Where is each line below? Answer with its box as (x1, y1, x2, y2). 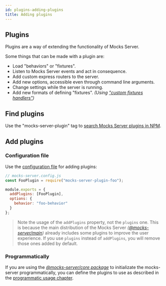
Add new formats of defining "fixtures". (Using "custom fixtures (12, 89, 143, 95)
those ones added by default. (17, 240, 78, 246)
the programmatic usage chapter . (5, 275, 74, 281)
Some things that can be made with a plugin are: (5, 53, 105, 59)
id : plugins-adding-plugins (5, 7, 64, 12)
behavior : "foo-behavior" (14, 201, 68, 206)
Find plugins (5, 109, 45, 118)
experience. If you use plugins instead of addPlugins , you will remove (17, 235, 161, 241)
